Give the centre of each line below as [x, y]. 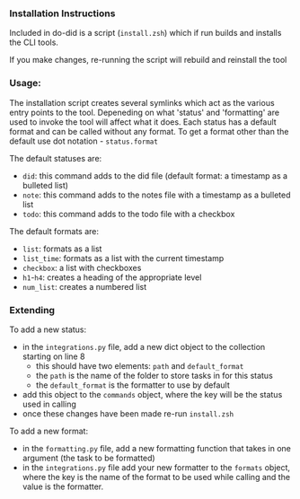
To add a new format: [49, 431]
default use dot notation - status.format [84, 141]
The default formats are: [54, 231]
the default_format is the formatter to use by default [133, 385]
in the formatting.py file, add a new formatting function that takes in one [157, 448]
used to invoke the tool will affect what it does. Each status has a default [143, 122]
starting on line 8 [53, 356]
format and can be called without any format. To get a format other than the [149, 131]
